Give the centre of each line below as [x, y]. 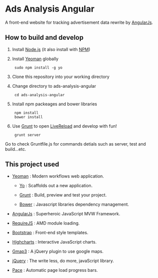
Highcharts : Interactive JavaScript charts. [54, 242]
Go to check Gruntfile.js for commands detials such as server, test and [76, 144]
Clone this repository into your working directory [61, 77]
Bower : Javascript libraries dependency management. [74, 204]
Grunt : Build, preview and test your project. [63, 195]
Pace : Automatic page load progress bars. [55, 270]
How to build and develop [44, 38]
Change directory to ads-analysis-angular [54, 86]
